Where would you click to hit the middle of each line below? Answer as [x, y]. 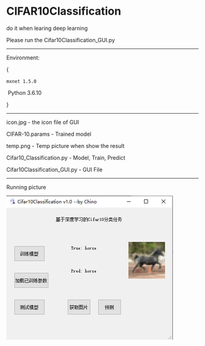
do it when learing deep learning [47, 28]
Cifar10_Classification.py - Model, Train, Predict [66, 158]
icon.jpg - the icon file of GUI [43, 122]
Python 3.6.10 [24, 92]
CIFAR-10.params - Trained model [49, 134]
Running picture [27, 187]
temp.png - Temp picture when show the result [66, 145]
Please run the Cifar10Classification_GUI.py [61, 40]
